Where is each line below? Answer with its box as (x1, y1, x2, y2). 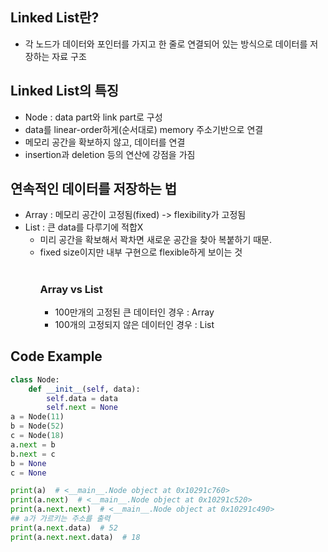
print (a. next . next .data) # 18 (10, 532, 141, 542)
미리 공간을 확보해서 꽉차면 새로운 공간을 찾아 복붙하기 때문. (39, 234, 273, 246)
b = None (10, 458, 47, 468)
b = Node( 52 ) (10, 421, 65, 432)
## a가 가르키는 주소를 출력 (10, 514, 111, 524)
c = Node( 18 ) (10, 431, 65, 441)
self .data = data (46, 393, 118, 403)
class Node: (10, 374, 60, 385)
